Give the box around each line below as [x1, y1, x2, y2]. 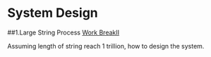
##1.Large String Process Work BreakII [7, 28, 120, 37]
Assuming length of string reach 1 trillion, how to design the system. [7, 42, 205, 50]
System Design [7, 5, 99, 21]
